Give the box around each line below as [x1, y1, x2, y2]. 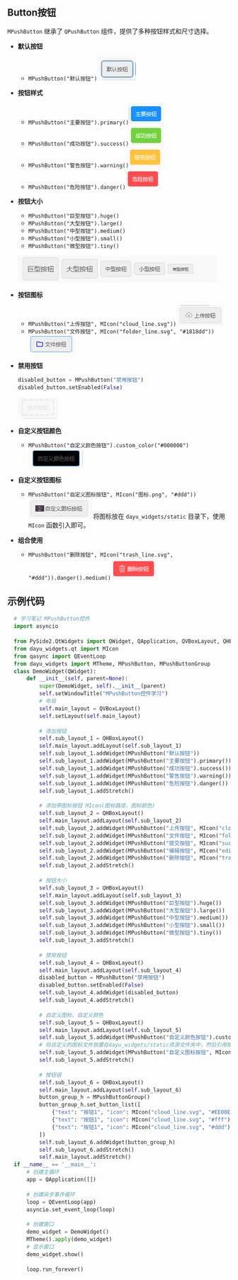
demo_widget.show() [25, 1250, 84, 1258]
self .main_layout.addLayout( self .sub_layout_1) [38, 743, 182, 750]
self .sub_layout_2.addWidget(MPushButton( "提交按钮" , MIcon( [38, 839, 220, 847]
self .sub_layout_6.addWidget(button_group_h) [38, 1138, 176, 1146]
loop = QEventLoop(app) [25, 1198, 97, 1206]
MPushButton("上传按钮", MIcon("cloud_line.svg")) [28, 320, 177, 327]
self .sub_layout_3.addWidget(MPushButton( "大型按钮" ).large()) [38, 906, 225, 914]
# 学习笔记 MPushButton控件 [13, 615, 90, 622]
